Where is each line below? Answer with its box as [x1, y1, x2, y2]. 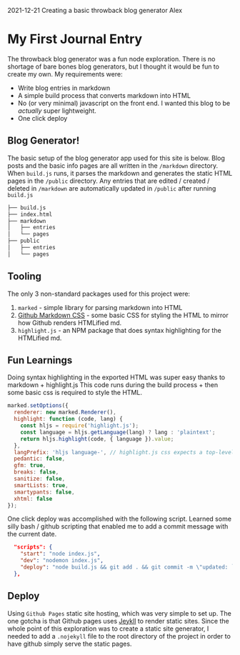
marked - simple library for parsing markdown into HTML [17, 303, 183, 311]
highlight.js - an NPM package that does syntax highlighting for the [17, 326, 221, 334]
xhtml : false [14, 495, 53, 502]
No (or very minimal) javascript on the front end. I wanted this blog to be [17, 99, 231, 107]
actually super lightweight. [17, 106, 96, 115]
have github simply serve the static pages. [7, 639, 132, 648]
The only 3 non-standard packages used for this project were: [7, 289, 191, 298]
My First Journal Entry [7, 31, 143, 47]
